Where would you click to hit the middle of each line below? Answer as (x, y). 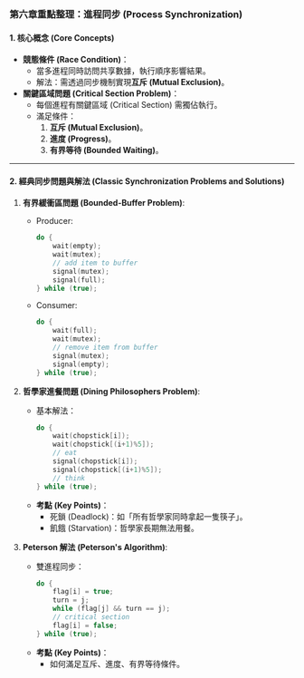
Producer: (55, 221)
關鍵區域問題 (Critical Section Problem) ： (101, 93)
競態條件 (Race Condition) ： (76, 60)
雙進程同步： (60, 566)
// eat (65, 453)
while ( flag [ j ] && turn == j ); (111, 609)
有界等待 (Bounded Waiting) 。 (106, 150)
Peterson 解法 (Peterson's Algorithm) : (95, 547)
